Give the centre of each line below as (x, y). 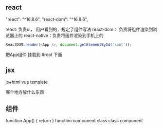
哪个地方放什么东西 (25, 92)
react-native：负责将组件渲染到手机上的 (63, 35)
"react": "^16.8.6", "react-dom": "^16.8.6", (47, 19)
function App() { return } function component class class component (74, 121)
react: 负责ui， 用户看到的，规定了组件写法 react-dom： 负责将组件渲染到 (79, 29)
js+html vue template (27, 82)
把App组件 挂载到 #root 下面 (34, 55)
